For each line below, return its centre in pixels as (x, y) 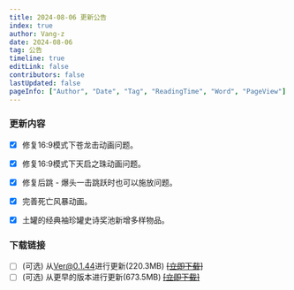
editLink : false (39, 67)
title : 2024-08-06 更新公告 (58, 17)
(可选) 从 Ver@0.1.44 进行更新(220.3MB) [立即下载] (113, 266)
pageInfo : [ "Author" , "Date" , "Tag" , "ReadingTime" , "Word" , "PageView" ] (148, 91)
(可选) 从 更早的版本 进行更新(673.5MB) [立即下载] (111, 277)
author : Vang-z (37, 34)
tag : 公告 (26, 50)
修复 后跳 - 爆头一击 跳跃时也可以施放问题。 (100, 182)
